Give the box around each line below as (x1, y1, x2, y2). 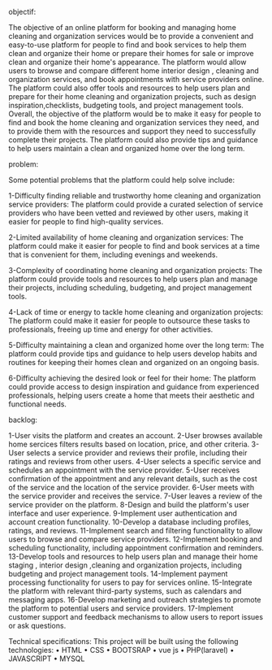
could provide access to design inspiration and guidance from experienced (8, 382, 260, 391)
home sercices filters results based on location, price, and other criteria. (8, 439, 250, 449)
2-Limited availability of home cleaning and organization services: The (8, 233, 244, 242)
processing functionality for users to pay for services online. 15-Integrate (8, 577, 253, 587)
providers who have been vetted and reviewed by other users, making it (8, 208, 249, 218)
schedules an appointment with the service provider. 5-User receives (8, 465, 240, 475)
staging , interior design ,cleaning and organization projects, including (8, 560, 242, 570)
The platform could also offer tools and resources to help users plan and (8, 83, 250, 93)
